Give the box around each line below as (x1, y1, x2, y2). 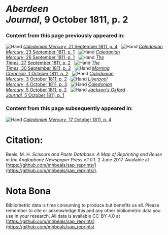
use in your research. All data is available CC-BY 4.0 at (6, 213, 120, 219)
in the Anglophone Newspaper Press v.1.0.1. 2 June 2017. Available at (6, 156, 149, 163)
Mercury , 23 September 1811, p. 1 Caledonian (6, 49, 120, 55)
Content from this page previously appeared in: (6, 32, 125, 39)
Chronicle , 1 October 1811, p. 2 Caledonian (6, 71, 114, 77)
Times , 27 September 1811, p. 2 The (6, 60, 100, 66)
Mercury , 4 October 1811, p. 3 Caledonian (6, 81, 113, 87)
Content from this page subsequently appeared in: (6, 105, 133, 112)
